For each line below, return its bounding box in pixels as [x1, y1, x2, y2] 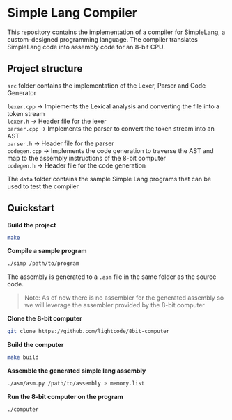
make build [7, 354, 39, 361]
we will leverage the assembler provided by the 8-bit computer [24, 301, 206, 309]
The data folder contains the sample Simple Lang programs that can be [7, 175, 211, 183]
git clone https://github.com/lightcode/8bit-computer [7, 328, 170, 335]
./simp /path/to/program [7, 260, 79, 267]
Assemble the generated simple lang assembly [7, 366, 146, 375]
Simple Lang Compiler [7, 5, 138, 21]
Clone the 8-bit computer [7, 314, 82, 323]
